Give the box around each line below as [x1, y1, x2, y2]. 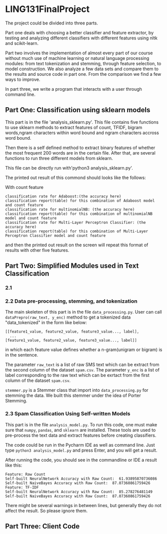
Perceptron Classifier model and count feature [5, 233, 106, 238]
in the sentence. [5, 352, 38, 358]
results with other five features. [5, 247, 70, 253]
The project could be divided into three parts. [5, 20, 98, 26]
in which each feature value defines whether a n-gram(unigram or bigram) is [5, 347, 163, 353]
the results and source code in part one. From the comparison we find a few [5, 71, 162, 77]
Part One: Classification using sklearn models [5, 106, 151, 114]
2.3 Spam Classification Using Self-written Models [5, 410, 131, 417]
